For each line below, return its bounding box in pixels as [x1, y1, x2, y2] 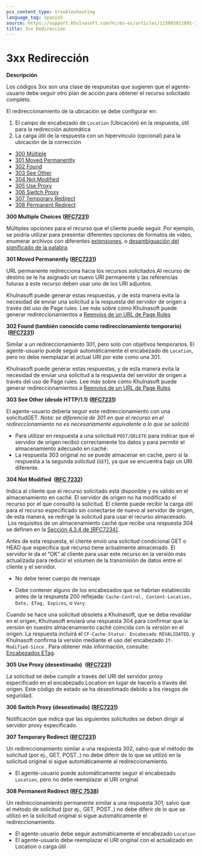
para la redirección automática [14, 126, 91, 133]
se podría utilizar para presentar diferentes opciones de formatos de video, [6, 231, 192, 239]
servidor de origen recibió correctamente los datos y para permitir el [14, 439, 185, 446]
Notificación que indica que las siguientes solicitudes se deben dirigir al [6, 715, 185, 723]
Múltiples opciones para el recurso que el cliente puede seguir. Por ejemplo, [6, 225, 195, 232]
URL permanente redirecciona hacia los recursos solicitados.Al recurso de [6, 267, 191, 275]
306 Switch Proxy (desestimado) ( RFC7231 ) [6, 704, 118, 711]
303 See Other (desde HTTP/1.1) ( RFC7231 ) [6, 396, 116, 404]
